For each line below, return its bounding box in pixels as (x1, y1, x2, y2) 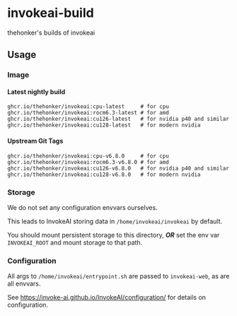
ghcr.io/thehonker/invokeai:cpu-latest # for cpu (7, 103, 170, 110)
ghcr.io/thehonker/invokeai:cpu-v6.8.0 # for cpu (7, 152, 170, 160)
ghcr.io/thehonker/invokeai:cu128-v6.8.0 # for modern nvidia (7, 171, 201, 178)
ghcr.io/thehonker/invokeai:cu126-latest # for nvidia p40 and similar (7, 115, 230, 123)
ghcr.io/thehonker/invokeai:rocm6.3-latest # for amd (7, 110, 170, 117)
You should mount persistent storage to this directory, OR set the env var (7, 230, 220, 239)
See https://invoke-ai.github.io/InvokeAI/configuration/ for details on (7, 293, 207, 302)
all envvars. (7, 279, 41, 288)
